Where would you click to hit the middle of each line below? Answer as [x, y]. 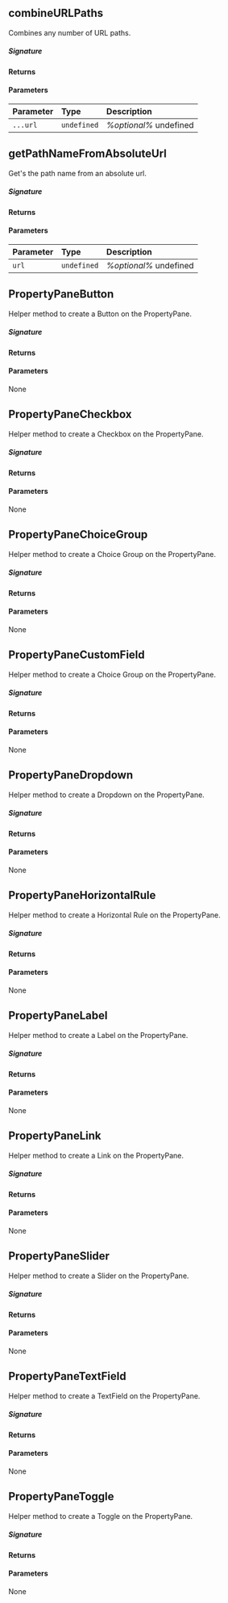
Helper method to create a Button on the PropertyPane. [100, 314]
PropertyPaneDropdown [71, 775]
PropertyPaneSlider [59, 1256]
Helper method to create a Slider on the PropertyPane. [99, 1276]
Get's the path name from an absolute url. [78, 173]
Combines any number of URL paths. [70, 32]
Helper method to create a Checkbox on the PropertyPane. [106, 434]
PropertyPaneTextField [67, 1376]
